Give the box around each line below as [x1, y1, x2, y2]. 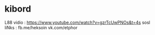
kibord [4, 3, 32, 15]
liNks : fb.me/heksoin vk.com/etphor [4, 24, 78, 30]
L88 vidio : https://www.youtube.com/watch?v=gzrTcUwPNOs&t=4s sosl [4, 19, 150, 25]
